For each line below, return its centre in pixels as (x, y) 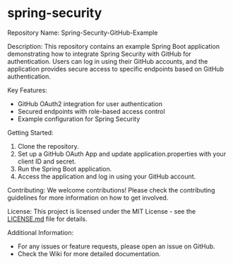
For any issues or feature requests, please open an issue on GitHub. (116, 246)
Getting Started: (31, 132)
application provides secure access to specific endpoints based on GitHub (116, 69)
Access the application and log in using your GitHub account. (107, 176)
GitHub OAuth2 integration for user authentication (90, 103)
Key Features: (27, 90)
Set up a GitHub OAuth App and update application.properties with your (122, 154)
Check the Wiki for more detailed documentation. (89, 253)
